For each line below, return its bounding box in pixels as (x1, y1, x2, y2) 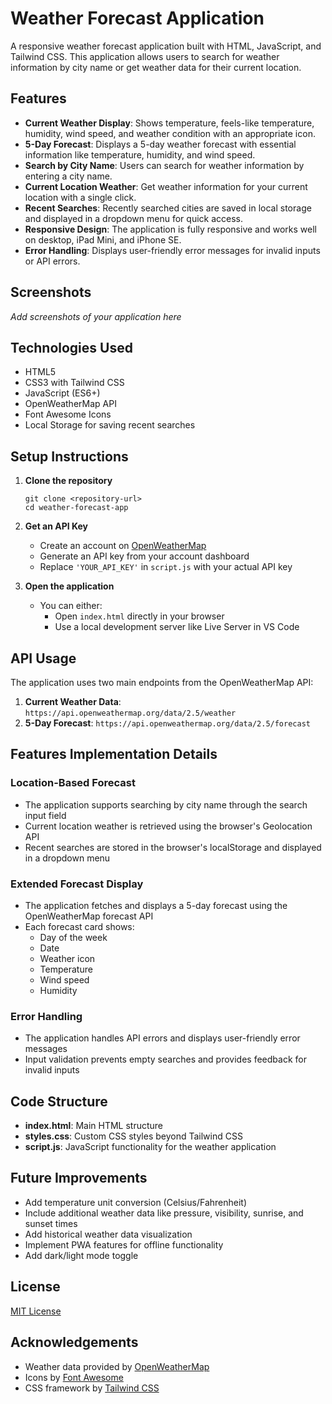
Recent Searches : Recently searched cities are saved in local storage (24, 202, 312, 214)
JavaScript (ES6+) (24, 387, 101, 399)
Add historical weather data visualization (24, 1228, 193, 1240)
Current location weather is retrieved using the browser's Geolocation (24, 820, 313, 832)
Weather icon (39, 952, 96, 964)
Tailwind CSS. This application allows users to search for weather (10, 50, 280, 62)
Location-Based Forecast (10, 776, 136, 790)
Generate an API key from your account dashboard (39, 550, 250, 562)
